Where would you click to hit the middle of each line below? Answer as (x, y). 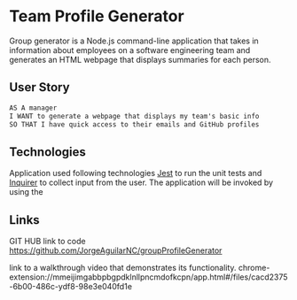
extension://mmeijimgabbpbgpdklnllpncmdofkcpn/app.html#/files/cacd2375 (148, 277)
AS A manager (33, 108)
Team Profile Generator (97, 16)
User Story (39, 87)
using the (26, 192)
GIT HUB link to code (47, 241)
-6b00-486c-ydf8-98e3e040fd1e (71, 286)
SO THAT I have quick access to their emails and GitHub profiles (134, 124)
